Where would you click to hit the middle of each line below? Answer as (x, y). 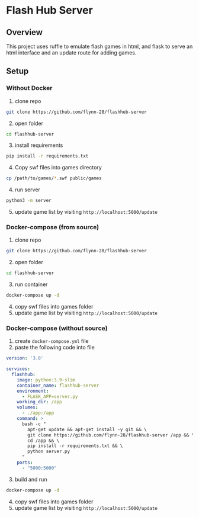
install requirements (39, 145)
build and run (31, 479)
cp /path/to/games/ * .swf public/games (54, 178)
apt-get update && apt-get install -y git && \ (87, 429)
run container (31, 284)
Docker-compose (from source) (53, 227)
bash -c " (34, 424)
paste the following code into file (54, 348)
